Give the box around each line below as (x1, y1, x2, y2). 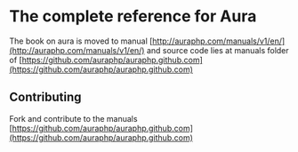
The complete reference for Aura (9, 6, 257, 27)
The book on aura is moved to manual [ (9, 36, 153, 46)
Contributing (9, 90, 82, 105)
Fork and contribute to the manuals (9, 113, 138, 124)
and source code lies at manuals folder (146, 44, 289, 55)
